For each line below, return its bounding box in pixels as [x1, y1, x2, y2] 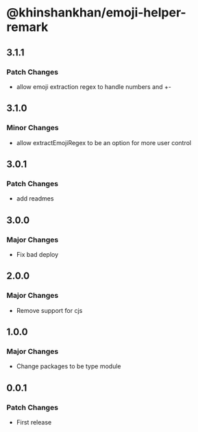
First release [16, 418, 52, 426]
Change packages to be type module [16, 362, 121, 370]
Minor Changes [6, 123, 59, 133]
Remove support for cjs [16, 306, 83, 314]
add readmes [16, 194, 54, 203]
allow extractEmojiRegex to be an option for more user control [16, 138, 192, 147]
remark [6, 19, 49, 35]
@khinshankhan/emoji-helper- [6, 5, 186, 21]
